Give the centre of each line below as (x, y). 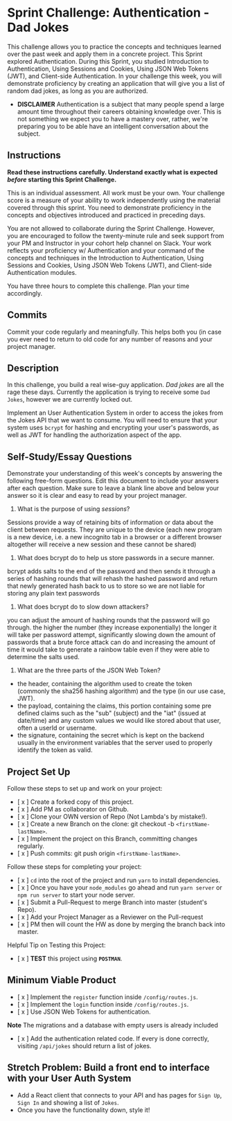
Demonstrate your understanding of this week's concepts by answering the (115, 474)
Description (33, 368)
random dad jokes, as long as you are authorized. (78, 91)
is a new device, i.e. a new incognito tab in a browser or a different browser (115, 537)
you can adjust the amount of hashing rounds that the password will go (108, 620)
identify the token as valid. (55, 750)
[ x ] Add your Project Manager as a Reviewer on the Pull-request (110, 917)
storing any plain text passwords (54, 593)
